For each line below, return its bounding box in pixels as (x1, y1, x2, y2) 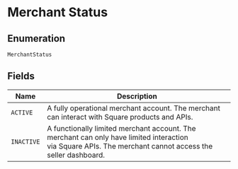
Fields (7, 70, 35, 82)
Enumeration (7, 33, 66, 45)
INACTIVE (11, 137, 40, 146)
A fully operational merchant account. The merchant (47, 103, 221, 113)
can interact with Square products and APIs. (47, 112, 193, 122)
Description (116, 91, 157, 101)
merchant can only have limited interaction (47, 132, 189, 142)
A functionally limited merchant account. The (47, 123, 196, 133)
